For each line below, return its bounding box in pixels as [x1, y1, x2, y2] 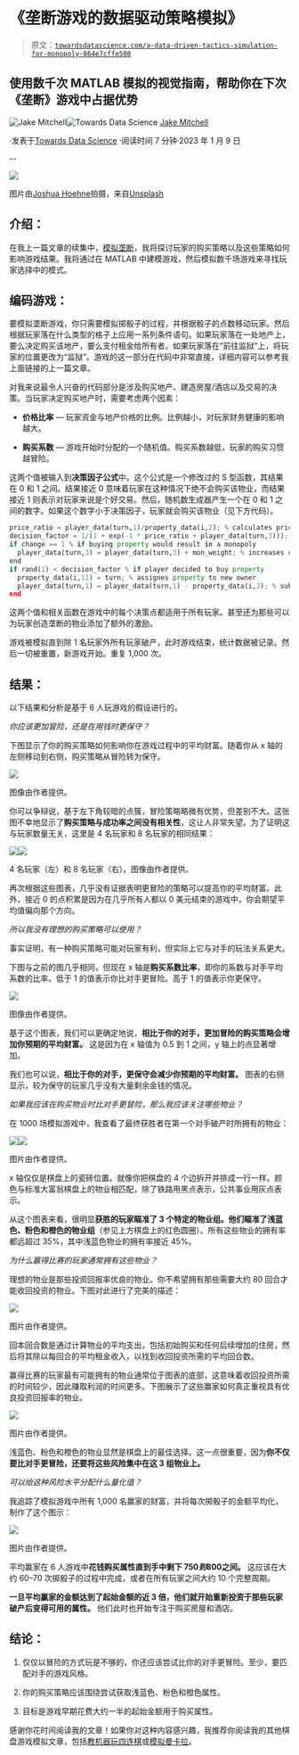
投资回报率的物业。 [16, 1392, 87, 1403]
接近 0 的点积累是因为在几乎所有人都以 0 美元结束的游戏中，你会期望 [24, 894, 278, 905]
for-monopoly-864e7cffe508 [30, 49, 132, 58]
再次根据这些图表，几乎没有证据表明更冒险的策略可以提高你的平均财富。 [9, 883, 274, 894]
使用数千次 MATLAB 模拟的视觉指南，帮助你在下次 [9, 76, 287, 91]
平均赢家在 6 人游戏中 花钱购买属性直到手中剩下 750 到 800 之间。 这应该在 [9, 1561, 279, 1572]
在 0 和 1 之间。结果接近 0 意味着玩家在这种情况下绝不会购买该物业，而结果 [9, 483, 285, 494]
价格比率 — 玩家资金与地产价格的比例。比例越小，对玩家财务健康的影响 [21, 412, 285, 423]
